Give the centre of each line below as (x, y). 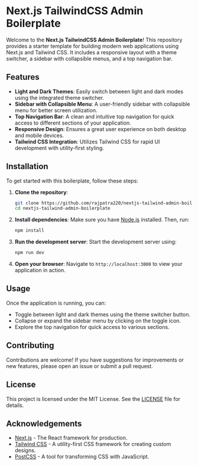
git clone (27, 203)
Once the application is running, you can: (56, 303)
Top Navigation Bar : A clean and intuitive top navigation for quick (94, 116)
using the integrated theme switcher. (59, 97)
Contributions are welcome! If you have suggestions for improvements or (95, 360)
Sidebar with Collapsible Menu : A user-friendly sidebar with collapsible (102, 104)
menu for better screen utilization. (56, 110)
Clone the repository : (41, 192)
